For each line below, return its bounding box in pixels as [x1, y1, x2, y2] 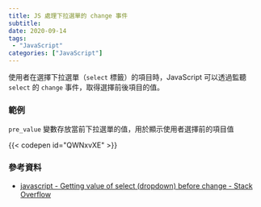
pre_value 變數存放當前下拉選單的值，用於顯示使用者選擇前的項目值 [8, 124, 234, 134]
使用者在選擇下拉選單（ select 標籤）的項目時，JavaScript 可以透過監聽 [8, 72, 247, 81]
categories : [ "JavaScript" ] [8, 49, 103, 57]
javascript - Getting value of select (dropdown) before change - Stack [19, 180, 253, 190]
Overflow [19, 189, 51, 199]
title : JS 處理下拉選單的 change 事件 [8, 11, 128, 20]
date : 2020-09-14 [8, 27, 67, 35]
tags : [8, 34, 27, 43]
